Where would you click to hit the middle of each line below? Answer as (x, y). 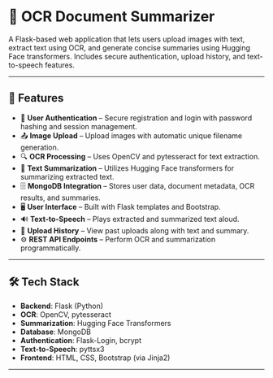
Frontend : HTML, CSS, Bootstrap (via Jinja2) (95, 358)
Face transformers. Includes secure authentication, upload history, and (127, 56)
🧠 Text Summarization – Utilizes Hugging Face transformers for (127, 168)
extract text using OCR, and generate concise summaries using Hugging (129, 47)
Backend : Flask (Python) (62, 306)
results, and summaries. (61, 198)
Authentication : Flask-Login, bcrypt (81, 340)
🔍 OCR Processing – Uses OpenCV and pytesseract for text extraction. (140, 156)
